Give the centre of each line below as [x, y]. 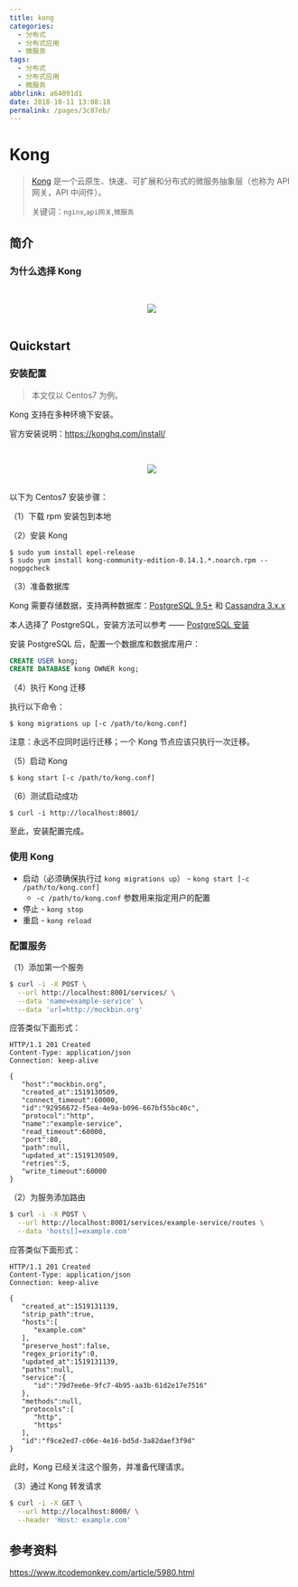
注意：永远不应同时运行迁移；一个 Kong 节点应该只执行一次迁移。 [132, 742]
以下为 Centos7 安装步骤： [59, 496]
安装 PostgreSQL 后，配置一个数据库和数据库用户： [105, 644]
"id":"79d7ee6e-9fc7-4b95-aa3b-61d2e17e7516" [120, 1386]
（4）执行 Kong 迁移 [48, 687]
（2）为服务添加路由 [47, 1197]
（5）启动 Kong [38, 761]
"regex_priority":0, [60, 1354]
